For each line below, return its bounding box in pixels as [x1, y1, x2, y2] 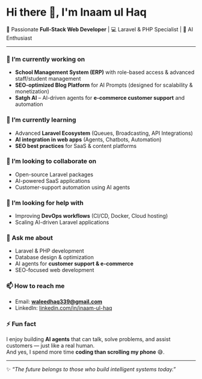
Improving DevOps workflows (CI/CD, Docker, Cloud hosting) [14, 212, 168, 220]
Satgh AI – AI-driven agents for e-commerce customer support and [14, 94, 185, 102]
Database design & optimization [14, 254, 94, 261]
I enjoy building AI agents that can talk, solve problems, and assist [6, 336, 171, 343]
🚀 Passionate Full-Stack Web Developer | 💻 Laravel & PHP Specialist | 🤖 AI [6, 25, 194, 32]
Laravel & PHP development [14, 247, 84, 254]
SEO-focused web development [14, 267, 94, 274]
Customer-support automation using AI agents [14, 183, 130, 191]
